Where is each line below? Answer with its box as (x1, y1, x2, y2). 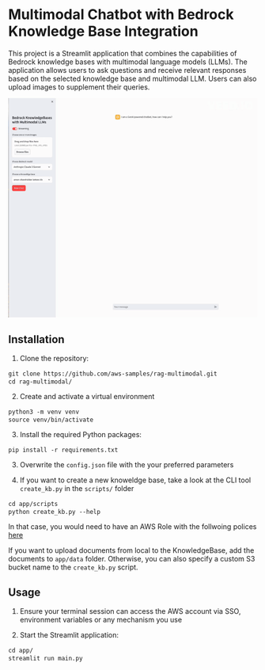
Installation (8, 333, 65, 346)
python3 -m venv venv (8, 408, 80, 417)
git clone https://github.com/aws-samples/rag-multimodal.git (8, 370, 218, 378)
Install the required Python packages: (19, 430, 142, 440)
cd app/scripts (8, 501, 59, 508)
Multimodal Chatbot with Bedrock (8, 6, 234, 24)
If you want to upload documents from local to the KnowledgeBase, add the (8, 546, 255, 555)
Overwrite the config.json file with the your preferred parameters (19, 460, 234, 470)
